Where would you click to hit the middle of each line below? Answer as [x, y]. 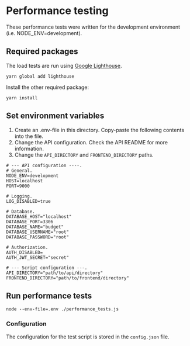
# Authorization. [27, 247]
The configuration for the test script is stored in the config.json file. [88, 337]
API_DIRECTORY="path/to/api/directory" [55, 273]
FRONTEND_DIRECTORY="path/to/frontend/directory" [68, 278]
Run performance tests [49, 295]
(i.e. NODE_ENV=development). [44, 33]
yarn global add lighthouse [40, 76]
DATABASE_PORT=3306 [30, 222]
